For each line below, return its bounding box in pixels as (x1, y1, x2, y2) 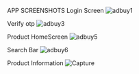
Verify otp (7, 20, 36, 27)
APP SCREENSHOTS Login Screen (7, 7, 104, 14)
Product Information (7, 59, 64, 67)
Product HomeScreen (7, 33, 68, 41)
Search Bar (7, 46, 39, 54)
